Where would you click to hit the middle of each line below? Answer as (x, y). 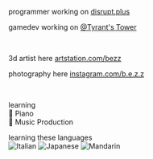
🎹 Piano (21, 113)
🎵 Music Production (41, 122)
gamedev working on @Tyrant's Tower (72, 27)
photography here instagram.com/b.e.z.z (76, 74)
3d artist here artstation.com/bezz (65, 58)
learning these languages (50, 137)
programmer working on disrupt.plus (69, 12)
